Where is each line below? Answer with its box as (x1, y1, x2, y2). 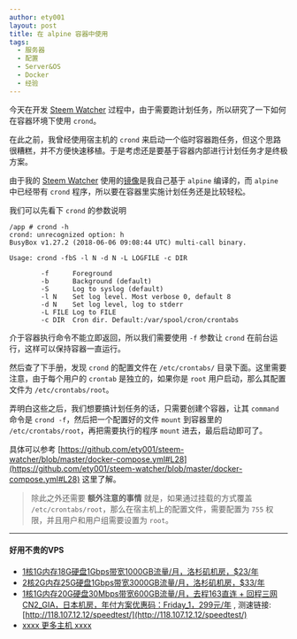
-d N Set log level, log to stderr (41, 300, 184, 309)
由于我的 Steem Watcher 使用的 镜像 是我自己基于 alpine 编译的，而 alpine (9, 174, 278, 186)
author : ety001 (9, 12, 65, 22)
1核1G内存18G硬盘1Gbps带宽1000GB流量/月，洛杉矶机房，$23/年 (21, 566, 259, 576)
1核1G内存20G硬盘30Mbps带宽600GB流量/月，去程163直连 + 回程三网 (21, 588, 278, 598)
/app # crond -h (9, 222, 69, 231)
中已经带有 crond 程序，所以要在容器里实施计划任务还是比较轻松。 (9, 186, 250, 196)
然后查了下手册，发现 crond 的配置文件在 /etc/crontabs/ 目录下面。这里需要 (9, 362, 287, 373)
